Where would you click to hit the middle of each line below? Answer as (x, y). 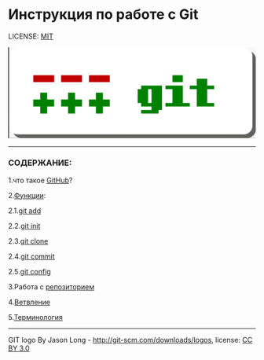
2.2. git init (24, 226)
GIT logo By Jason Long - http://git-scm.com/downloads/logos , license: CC (130, 340)
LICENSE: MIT (31, 36)
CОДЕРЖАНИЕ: (40, 163)
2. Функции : (27, 195)
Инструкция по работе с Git (103, 15)
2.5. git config (29, 271)
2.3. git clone (28, 241)
